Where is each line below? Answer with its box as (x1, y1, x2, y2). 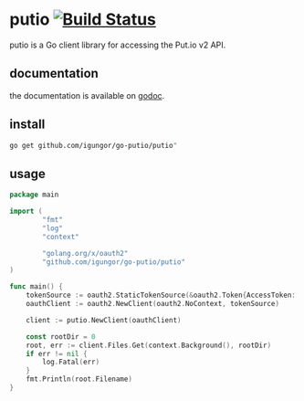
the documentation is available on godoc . (9, 90, 165, 100)
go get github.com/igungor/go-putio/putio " (9, 141, 178, 150)
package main (9, 190, 59, 200)
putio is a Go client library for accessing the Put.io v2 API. (9, 39, 226, 50)
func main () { (9, 282, 64, 291)
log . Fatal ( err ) (42, 357, 100, 367)
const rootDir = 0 (26, 332, 96, 342)
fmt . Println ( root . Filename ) (26, 375, 132, 384)
